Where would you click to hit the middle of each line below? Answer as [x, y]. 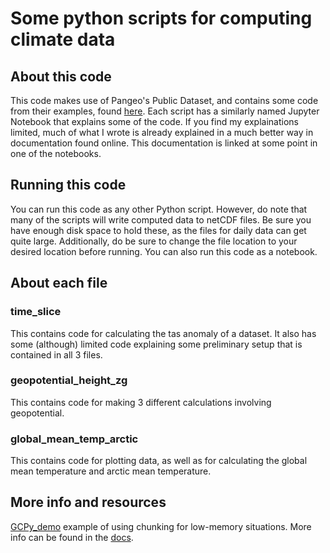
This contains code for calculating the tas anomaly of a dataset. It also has [163, 333]
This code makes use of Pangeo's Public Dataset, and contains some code [164, 100]
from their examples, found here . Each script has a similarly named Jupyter [165, 111]
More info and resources [88, 502]
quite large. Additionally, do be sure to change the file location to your [154, 241]
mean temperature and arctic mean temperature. [111, 471]
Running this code [68, 185]
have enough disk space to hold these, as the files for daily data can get [158, 230]
